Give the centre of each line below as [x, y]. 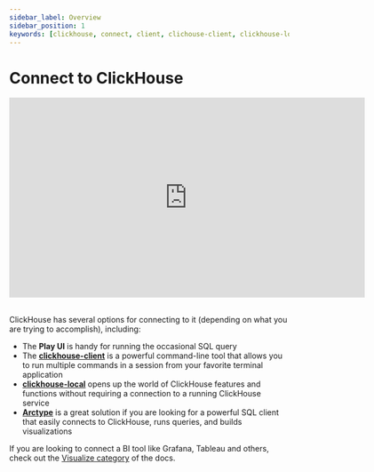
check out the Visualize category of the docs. [92, 458]
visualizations [47, 431]
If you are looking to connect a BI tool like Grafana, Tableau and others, [139, 449]
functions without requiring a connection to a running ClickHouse [142, 394]
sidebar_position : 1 [48, 26]
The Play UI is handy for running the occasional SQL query [129, 347]
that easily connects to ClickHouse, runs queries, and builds [132, 422]
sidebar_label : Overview [55, 17]
